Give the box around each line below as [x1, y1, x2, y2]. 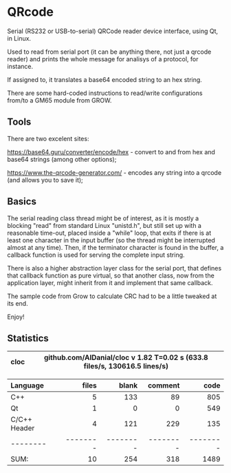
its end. [7, 299, 29, 307]
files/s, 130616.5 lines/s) [83, 361, 168, 371]
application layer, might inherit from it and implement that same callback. [7, 278, 213, 286]
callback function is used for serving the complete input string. [7, 251, 185, 259]
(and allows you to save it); [7, 176, 84, 184]
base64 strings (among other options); [7, 155, 117, 163]
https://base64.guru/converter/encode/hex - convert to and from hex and [7, 147, 215, 156]
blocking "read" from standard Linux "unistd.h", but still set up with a [7, 221, 201, 229]
